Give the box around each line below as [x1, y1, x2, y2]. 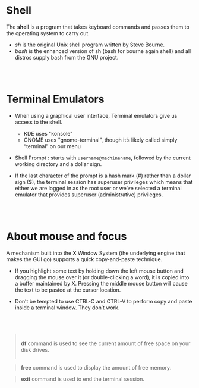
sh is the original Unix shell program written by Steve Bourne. [14, 41, 165, 48]
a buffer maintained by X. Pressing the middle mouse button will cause [14, 280, 188, 287]
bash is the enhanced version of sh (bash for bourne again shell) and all [14, 47, 191, 54]
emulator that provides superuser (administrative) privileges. [14, 191, 163, 198]
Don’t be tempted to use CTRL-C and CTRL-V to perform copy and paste [14, 298, 192, 305]
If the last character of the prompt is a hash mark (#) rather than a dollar [14, 172, 191, 179]
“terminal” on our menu [23, 142, 81, 149]
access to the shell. [14, 118, 62, 126]
